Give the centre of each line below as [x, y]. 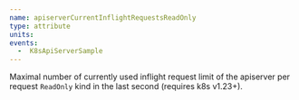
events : [24, 43]
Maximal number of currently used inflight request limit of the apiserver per [150, 77]
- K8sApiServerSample [60, 51]
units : [22, 34]
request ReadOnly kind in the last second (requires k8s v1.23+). [126, 86]
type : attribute [40, 26]
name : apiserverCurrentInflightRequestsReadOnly [103, 18]
